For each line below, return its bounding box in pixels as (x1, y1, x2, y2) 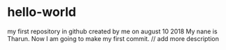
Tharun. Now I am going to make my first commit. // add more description (7, 34, 219, 42)
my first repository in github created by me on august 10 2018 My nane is (7, 27, 218, 35)
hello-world (7, 4, 77, 20)
